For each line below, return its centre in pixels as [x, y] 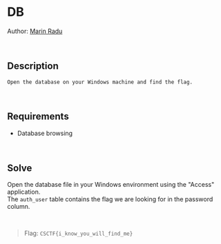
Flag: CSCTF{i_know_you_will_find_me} [78, 233]
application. [24, 192]
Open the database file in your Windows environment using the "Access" [111, 185]
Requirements [38, 117]
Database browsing [45, 133]
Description [33, 66]
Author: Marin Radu [35, 31]
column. [19, 207]
